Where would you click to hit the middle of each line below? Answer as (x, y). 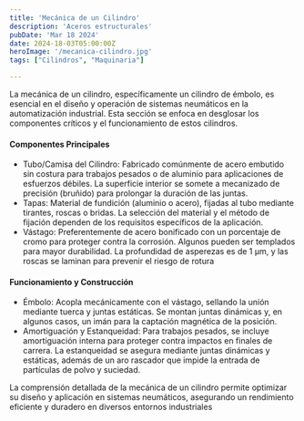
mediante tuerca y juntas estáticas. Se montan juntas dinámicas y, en (152, 312)
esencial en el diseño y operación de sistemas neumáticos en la (129, 104)
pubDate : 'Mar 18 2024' (55, 35)
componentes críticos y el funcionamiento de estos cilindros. (124, 123)
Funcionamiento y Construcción (71, 282)
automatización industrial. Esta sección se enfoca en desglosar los (134, 113)
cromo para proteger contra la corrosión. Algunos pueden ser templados (159, 241)
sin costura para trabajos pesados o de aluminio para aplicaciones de (153, 174)
